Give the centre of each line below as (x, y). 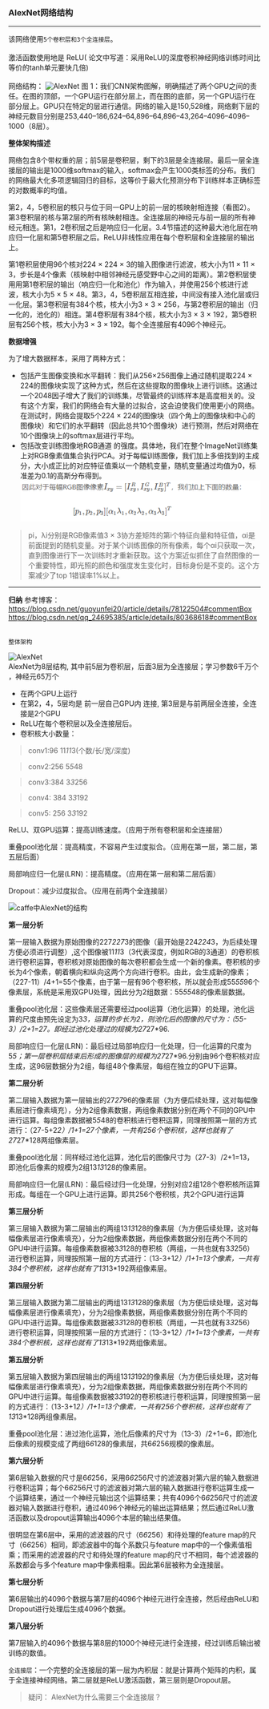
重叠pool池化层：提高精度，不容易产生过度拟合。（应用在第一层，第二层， (129, 846)
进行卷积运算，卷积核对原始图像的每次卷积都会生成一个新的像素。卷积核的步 (134, 961)
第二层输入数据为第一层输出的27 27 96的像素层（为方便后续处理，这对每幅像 (133, 1100)
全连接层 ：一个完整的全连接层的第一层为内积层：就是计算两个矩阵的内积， (129, 1670)
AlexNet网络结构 (41, 12)
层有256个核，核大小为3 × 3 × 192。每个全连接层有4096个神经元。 (119, 324)
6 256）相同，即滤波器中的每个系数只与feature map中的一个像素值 (136, 1545)
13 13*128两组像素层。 (45, 1417)
